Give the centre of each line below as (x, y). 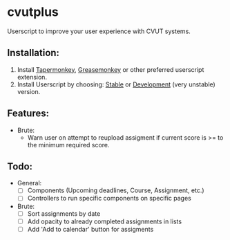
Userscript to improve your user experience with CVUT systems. (99, 31)
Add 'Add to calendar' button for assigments (90, 229)
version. (29, 91)
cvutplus (33, 12)
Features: (28, 114)
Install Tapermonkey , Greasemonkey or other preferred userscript (111, 69)
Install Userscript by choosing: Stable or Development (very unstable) (116, 84)
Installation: (33, 53)
